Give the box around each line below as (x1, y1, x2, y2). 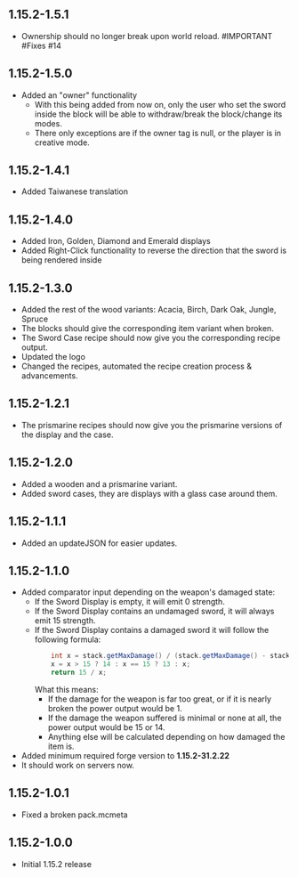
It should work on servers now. (20, 759, 135, 770)
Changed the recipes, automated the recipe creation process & (20, 361, 253, 372)
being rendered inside (20, 255, 102, 265)
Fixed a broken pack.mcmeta (20, 809, 128, 820)
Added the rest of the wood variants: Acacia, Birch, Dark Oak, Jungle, (20, 305, 277, 315)
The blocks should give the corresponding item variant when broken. (20, 323, 275, 334)
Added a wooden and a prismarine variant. (20, 478, 178, 489)
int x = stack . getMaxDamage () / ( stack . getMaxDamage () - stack (51, 652, 290, 661)
